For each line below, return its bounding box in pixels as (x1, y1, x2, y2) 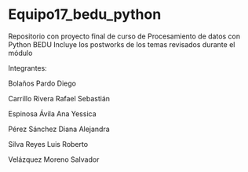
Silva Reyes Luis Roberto (8, 139, 89, 148)
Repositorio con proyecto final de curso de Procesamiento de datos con (8, 31, 241, 41)
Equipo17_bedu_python (8, 5, 162, 24)
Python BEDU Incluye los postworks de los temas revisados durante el (8, 39, 235, 49)
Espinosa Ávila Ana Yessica (8, 108, 97, 119)
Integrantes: (8, 63, 47, 72)
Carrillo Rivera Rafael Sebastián (8, 93, 111, 103)
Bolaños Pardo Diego (8, 79, 77, 88)
